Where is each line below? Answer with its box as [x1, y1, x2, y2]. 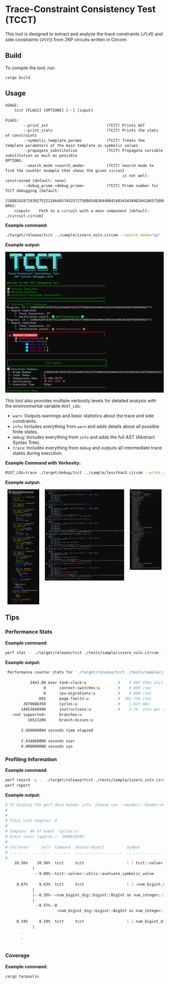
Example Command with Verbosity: [5, 460, 81, 466]
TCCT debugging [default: [5, 189, 59, 194]
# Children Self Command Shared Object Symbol [5, 845, 141, 850]
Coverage [5, 952, 30, 959]
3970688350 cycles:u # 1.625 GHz [23, 701, 150, 706]
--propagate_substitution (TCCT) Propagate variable [23, 148, 163, 153]
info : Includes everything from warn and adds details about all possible [12, 423, 159, 429]
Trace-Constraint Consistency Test [5, 4, 156, 15]
